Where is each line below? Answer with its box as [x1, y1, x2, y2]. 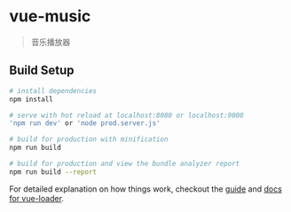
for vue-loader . [9, 192, 65, 203]
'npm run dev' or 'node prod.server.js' [9, 119, 161, 128]
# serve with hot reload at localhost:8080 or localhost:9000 [9, 111, 244, 120]
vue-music [9, 6, 91, 27]
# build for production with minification [9, 135, 169, 144]
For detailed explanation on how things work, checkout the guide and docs [9, 184, 282, 194]
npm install [9, 95, 53, 104]
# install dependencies [9, 86, 98, 95]
